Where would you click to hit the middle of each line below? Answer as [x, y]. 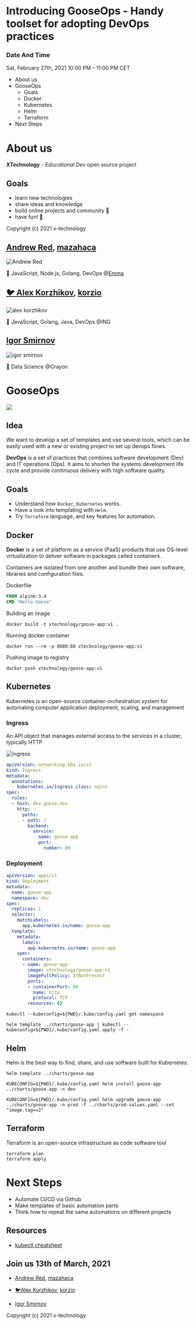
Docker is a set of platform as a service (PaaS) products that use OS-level [97, 550]
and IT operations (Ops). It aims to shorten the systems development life [95, 464]
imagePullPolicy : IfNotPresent [66, 976]
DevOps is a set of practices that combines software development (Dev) [95, 458]
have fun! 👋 [29, 217]
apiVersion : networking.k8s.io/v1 [49, 765]
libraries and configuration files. [45, 574]
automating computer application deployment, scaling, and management [95, 707]
